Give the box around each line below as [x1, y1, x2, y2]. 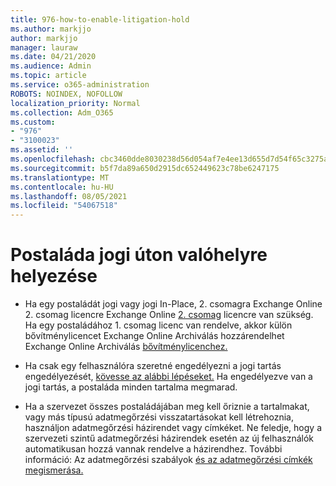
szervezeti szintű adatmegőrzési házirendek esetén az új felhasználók [24, 432, 314, 445]
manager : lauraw [10, 42, 78, 53]
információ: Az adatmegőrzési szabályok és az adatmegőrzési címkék [24, 454, 313, 466]
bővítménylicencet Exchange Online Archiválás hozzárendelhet [24, 330, 285, 342]
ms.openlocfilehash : [10, 154, 97, 164]
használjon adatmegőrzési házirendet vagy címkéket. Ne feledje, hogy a [24, 422, 322, 434]
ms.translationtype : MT [10, 172, 110, 183]
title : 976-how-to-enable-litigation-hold [10, 14, 190, 25]
